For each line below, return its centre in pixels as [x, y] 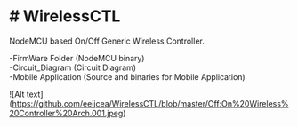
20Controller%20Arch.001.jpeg [66, 113]
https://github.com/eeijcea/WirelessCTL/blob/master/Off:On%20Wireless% [150, 103]
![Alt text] [26, 94]
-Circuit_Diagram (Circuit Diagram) [72, 67]
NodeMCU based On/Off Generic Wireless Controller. [107, 41]
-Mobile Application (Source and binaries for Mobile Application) [128, 76]
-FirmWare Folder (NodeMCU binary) [77, 58]
